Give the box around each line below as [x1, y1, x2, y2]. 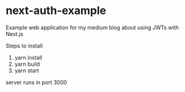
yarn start [14, 66, 40, 74]
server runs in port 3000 [5, 79, 68, 86]
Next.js [5, 30, 24, 37]
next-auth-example [5, 4, 106, 18]
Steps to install [5, 42, 43, 49]
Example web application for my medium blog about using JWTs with [5, 24, 179, 31]
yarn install [14, 54, 43, 61]
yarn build [14, 60, 40, 68]
